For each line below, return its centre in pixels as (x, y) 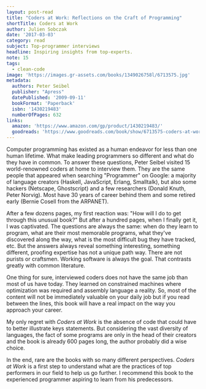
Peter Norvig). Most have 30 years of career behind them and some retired (101, 195)
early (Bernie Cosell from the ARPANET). (58, 201)
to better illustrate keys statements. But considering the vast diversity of (97, 328)
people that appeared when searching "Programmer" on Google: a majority (101, 175)
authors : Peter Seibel (41, 87)
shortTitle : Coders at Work (42, 23)
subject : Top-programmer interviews (53, 47)
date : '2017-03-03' (31, 35)
